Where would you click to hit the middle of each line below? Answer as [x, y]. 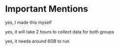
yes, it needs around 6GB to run [37, 41]
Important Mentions [47, 9]
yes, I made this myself [29, 22]
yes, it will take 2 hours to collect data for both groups [60, 32]
